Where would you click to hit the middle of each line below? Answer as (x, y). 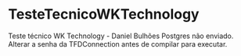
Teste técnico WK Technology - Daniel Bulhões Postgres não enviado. (121, 36)
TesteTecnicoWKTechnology (104, 14)
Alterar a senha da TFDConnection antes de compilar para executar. (118, 44)
